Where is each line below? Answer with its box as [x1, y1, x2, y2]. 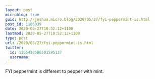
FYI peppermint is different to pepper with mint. [5, 68, 104, 74]
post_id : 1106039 [5, 21, 42, 27]
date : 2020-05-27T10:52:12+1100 [5, 26, 73, 31]
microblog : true [5, 12, 39, 17]
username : [10, 54, 30, 60]
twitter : [5, 45, 24, 50]
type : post [5, 36, 28, 41]
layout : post [5, 7, 33, 13]
